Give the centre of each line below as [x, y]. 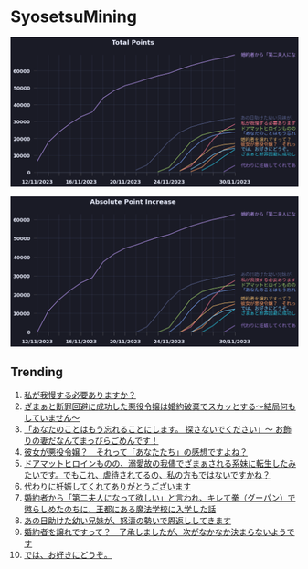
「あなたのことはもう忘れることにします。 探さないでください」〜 [148, 429]
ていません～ [56, 418]
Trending [37, 372]
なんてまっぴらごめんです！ [107, 441]
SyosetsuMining [74, 17]
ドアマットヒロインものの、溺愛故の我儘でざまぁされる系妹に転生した [156, 464]
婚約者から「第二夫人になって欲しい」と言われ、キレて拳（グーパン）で [159, 498]
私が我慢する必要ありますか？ [80, 395]
